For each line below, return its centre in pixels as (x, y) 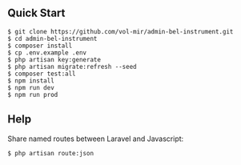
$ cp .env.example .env (47, 52)
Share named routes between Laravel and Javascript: (96, 139)
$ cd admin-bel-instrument (52, 38)
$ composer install (40, 46)
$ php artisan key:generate (54, 59)
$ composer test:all (42, 74)
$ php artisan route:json (50, 153)
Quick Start (36, 13)
